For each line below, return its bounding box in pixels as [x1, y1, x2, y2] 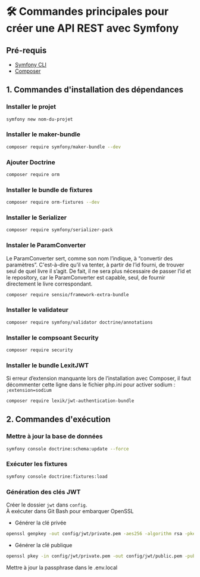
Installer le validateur [6, 306, 68, 314]
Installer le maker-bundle [6, 130, 80, 139]
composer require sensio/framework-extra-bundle [6, 291, 129, 297]
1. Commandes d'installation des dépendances [6, 85, 183, 95]
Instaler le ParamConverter [6, 241, 86, 250]
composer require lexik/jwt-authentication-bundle [6, 398, 135, 404]
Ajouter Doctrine [6, 158, 55, 166]
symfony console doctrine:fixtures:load [6, 473, 108, 480]
